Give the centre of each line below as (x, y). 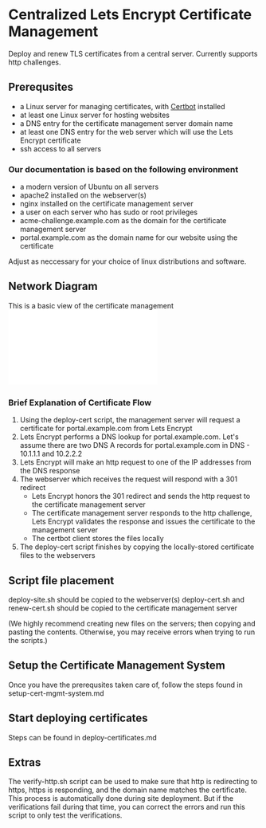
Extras (25, 762)
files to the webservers (57, 555)
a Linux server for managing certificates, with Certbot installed (122, 106)
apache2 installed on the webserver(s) (83, 195)
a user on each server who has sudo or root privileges (108, 212)
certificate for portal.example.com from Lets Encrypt (106, 429)
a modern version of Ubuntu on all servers (89, 187)
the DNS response (50, 471)
